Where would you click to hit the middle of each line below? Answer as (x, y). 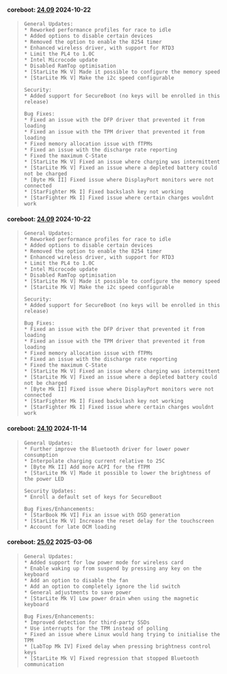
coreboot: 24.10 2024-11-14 (47, 428)
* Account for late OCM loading (70, 527)
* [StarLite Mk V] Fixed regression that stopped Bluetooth (111, 658)
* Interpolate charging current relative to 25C (94, 461)
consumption (41, 455)
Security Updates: (50, 491)
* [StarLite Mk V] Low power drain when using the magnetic (111, 598)
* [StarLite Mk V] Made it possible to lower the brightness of (117, 473)
